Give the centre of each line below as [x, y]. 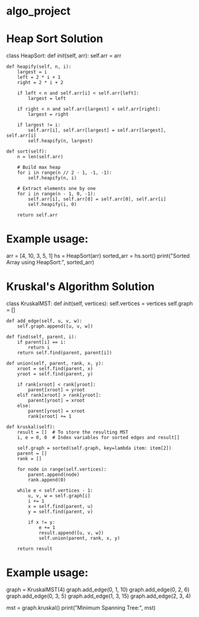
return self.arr [38, 215]
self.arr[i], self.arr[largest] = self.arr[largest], [97, 130]
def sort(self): [27, 152]
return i [39, 348]
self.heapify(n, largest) [61, 141]
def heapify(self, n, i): [39, 67]
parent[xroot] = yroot [57, 390]
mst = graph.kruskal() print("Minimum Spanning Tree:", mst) [81, 607]
